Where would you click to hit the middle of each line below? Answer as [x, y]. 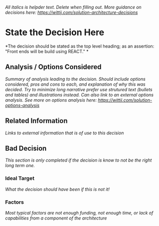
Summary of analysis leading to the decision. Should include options [75, 79]
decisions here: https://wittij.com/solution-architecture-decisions [72, 12]
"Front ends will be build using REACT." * [47, 51]
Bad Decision [26, 148]
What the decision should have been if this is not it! [57, 189]
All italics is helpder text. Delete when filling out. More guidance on [73, 7]
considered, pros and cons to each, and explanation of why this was [75, 84]
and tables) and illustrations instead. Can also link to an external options [79, 95]
